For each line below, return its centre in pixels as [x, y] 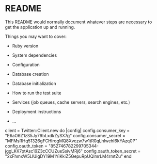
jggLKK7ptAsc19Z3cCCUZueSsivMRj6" [44, 151]
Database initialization [34, 83]
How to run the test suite [37, 93]
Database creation [31, 74]
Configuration [26, 65]
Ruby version [25, 46]
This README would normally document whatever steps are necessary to [78, 22]
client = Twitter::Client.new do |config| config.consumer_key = [67, 130]
